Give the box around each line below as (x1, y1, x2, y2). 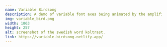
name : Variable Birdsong (5, 7, 57, 12)
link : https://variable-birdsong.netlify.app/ (5, 35, 103, 40)
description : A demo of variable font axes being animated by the (5, 12, 146, 17)
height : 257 (5, 25, 30, 30)
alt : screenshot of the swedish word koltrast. (5, 30, 106, 35)
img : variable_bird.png (5, 16, 55, 21)
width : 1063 (5, 21, 30, 26)
